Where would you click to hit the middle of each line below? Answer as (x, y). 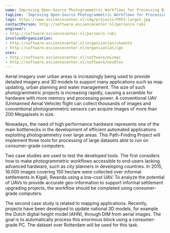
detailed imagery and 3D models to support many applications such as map (84, 82)
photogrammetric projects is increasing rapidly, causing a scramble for (79, 93)
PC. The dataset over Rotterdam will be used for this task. (79, 225)
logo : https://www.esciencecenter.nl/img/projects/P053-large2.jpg (78, 19)
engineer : (16, 29)
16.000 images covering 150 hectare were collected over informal (73, 172)
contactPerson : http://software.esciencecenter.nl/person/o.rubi (75, 24)
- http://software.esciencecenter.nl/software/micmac (63, 57)
